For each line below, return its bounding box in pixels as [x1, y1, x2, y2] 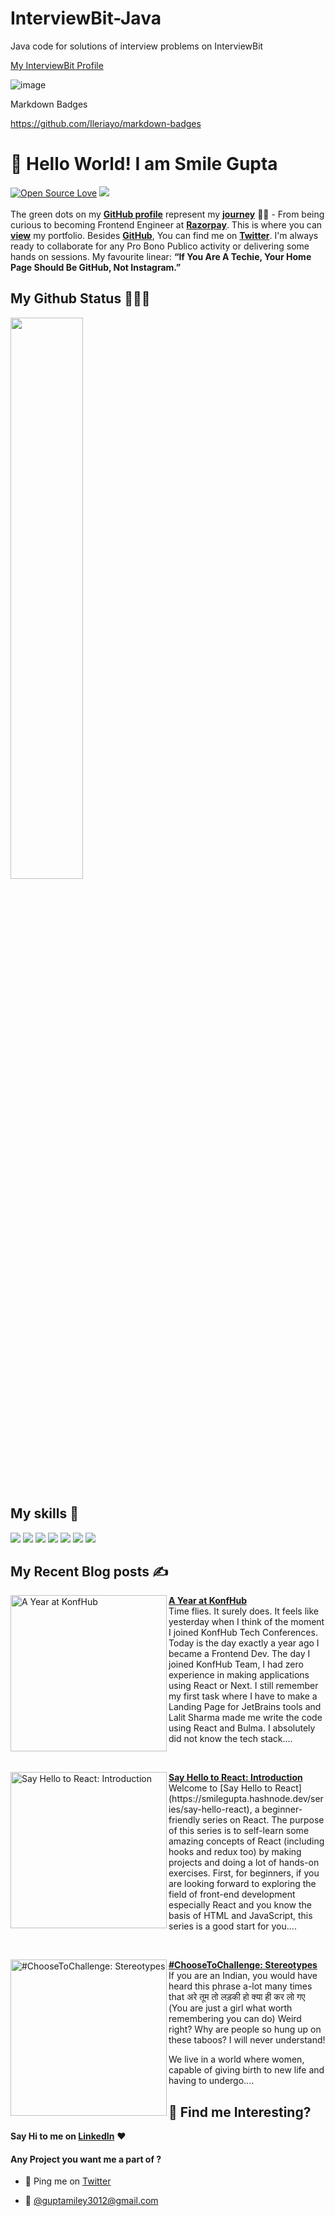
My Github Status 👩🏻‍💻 [10, 290, 151, 307]
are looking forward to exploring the [168, 1878, 317, 1890]
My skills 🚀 [10, 1505, 79, 1522]
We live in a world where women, [168, 2053, 305, 2066]
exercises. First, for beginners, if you [168, 1867, 320, 1879]
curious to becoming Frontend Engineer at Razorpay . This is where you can [10, 218, 323, 231]
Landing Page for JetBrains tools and [168, 1701, 322, 1713]
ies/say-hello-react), [168, 1803, 253, 1816]
